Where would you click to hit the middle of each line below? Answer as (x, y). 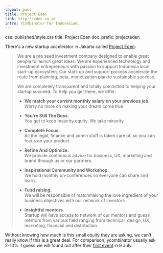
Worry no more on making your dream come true (74, 106)
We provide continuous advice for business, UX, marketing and (88, 156)
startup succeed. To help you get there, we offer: (66, 92)
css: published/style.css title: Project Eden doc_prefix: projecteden (72, 37)
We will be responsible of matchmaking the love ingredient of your (91, 195)
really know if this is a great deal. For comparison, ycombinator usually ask (80, 240)
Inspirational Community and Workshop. (67, 170)
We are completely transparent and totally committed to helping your (86, 87)
